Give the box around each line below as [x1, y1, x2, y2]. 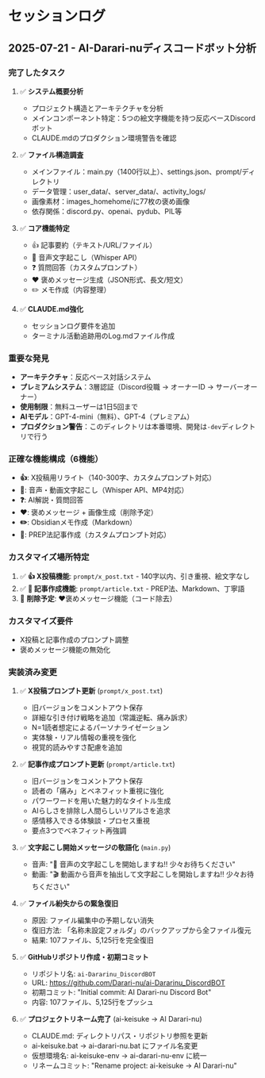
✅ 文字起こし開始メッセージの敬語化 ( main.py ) [19, 842, 171, 853]
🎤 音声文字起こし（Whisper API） [31, 252, 141, 262]
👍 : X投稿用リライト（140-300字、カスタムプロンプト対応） [19, 473, 217, 482]
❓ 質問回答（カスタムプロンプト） [31, 263, 142, 272]
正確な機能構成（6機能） [8, 454, 103, 465]
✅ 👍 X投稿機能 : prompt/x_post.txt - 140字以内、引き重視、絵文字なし [19, 571, 250, 581]
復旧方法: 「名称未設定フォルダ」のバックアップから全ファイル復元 [31, 926, 252, 935]
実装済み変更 [8, 666, 58, 677]
